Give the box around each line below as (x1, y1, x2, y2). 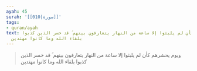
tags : (6, 19, 19, 25)
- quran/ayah (6, 24, 38, 31)
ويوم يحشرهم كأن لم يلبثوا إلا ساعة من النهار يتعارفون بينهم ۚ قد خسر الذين (20, 52, 181, 58)
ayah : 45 (6, 8, 28, 15)
